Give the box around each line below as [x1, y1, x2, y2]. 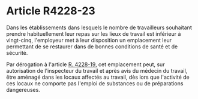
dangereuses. [6, 86, 40, 93]
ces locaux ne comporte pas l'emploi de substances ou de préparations [6, 79, 184, 87]
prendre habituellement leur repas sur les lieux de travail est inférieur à [6, 30, 181, 37]
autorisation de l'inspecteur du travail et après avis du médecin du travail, [6, 67, 188, 74]
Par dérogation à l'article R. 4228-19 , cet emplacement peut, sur [6, 61, 165, 68]
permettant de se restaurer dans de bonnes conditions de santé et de [6, 43, 178, 50]
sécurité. [6, 49, 28, 56]
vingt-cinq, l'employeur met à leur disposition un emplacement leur [6, 36, 172, 44]
